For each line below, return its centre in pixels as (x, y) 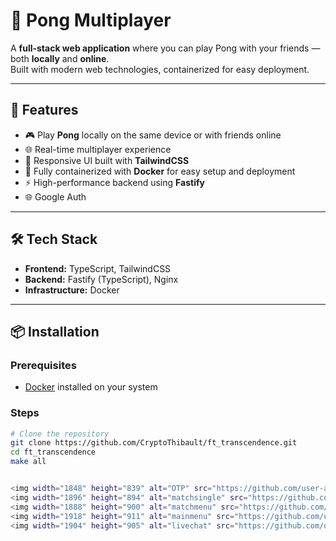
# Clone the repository (60, 434)
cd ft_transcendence (53, 452)
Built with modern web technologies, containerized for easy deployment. (160, 69)
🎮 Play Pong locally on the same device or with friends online (153, 135)
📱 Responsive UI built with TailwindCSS (107, 160)
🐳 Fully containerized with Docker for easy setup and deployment (160, 171)
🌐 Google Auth (55, 196)
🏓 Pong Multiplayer (91, 20)
